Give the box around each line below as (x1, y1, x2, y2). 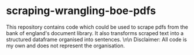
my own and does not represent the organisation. (6, 42, 125, 49)
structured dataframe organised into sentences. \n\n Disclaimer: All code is (6, 36, 188, 43)
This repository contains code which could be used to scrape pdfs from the (6, 23, 189, 30)
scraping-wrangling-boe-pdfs (6, 4, 156, 18)
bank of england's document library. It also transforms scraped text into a (6, 29, 184, 36)
